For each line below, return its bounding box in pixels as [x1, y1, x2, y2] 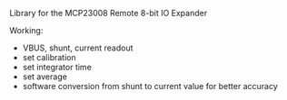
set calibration [22, 52, 76, 62]
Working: [9, 25, 44, 35]
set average [22, 71, 68, 82]
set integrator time [22, 62, 93, 72]
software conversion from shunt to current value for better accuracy [22, 81, 279, 91]
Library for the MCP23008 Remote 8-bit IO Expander [9, 8, 207, 18]
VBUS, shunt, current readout [22, 42, 134, 53]
